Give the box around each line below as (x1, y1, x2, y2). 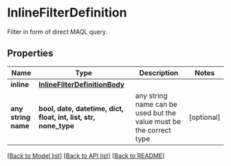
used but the (135, 108, 177, 118)
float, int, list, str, (38, 112, 96, 122)
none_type (38, 121, 74, 130)
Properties (7, 48, 54, 59)
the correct (135, 125, 172, 135)
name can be (135, 99, 177, 109)
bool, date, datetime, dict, (38, 103, 124, 113)
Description (139, 68, 179, 77)
